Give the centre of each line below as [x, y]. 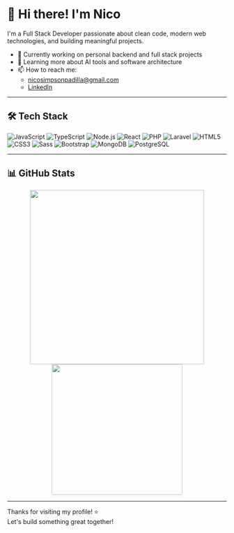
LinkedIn [40, 87]
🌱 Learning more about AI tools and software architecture [100, 61]
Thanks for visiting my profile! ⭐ [53, 511]
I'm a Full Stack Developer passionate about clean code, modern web [107, 33]
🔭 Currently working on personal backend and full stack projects [110, 54]
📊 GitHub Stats [41, 173]
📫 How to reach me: [47, 70]
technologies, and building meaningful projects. [76, 40]
